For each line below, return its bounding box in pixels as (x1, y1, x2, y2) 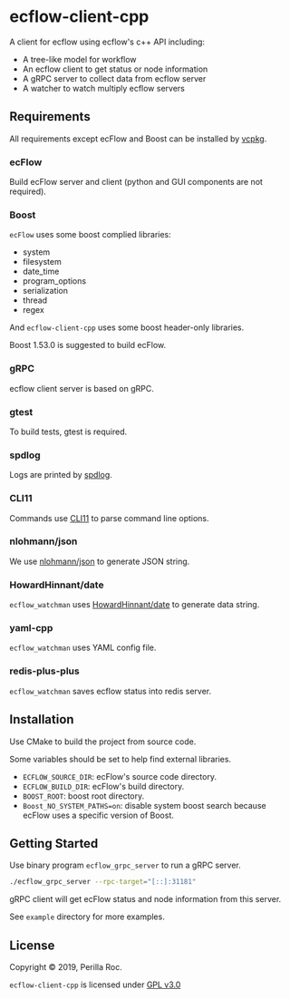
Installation (9, 712, 74, 727)
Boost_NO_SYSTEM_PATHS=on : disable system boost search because (22, 800, 266, 810)
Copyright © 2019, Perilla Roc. (9, 962, 122, 973)
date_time (22, 266, 60, 277)
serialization (22, 286, 69, 296)
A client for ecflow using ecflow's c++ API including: (9, 36, 206, 47)
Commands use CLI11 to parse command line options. (9, 512, 210, 523)
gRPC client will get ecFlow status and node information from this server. (9, 894, 282, 905)
